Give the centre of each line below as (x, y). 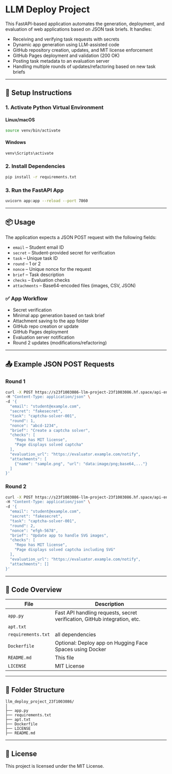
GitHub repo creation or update (46, 326)
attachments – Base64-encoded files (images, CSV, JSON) (74, 285)
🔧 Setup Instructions (39, 93)
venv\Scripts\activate (29, 153)
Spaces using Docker (80, 650)
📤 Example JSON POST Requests (60, 364)
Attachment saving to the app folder (51, 321)
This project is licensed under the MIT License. (55, 766)
